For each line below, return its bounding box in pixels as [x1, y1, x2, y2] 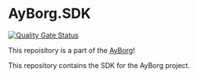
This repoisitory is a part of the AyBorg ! [8, 45, 135, 55]
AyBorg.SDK [8, 5, 92, 23]
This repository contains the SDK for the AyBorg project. [8, 60, 190, 70]
